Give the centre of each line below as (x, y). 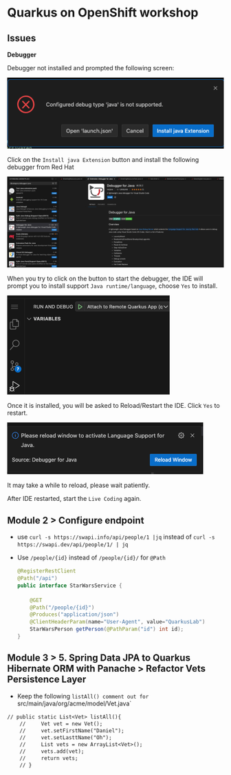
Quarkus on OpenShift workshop (103, 13)
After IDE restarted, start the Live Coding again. (74, 499)
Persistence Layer (47, 680)
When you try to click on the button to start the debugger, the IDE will (105, 279)
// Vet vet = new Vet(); (61, 724)
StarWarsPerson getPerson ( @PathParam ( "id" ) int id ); (107, 629)
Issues (22, 38)
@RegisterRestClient (46, 571)
